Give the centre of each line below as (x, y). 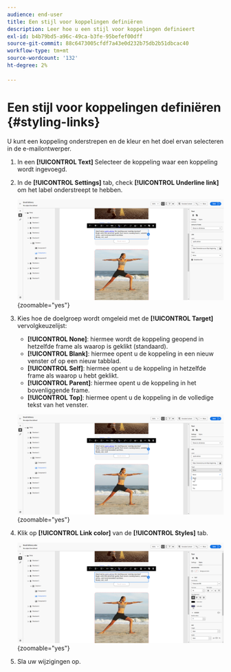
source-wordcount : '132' (43, 58)
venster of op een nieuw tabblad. (74, 360)
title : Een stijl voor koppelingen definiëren (75, 22)
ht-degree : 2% (27, 65)
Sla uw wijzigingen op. (49, 661)
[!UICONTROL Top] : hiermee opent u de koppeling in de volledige (121, 397)
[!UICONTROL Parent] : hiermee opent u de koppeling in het (112, 382)
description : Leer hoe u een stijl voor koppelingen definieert (101, 29)
